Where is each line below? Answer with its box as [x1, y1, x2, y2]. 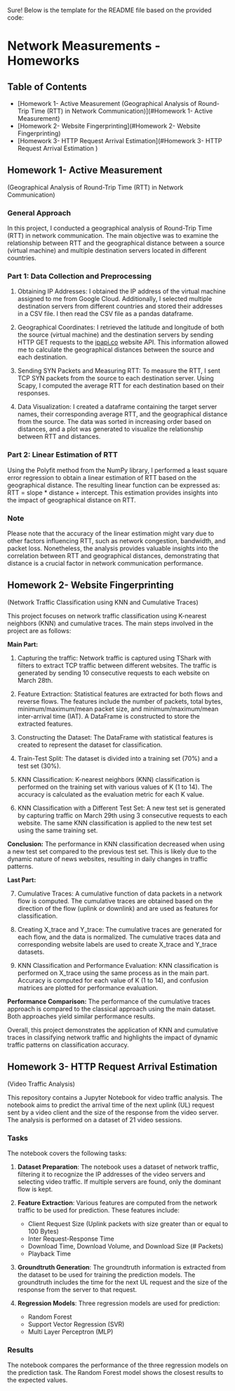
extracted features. [17, 719, 73, 728]
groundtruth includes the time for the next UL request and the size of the [17, 1277, 228, 1286]
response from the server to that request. [17, 1285, 137, 1293]
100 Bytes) [27, 1227, 60, 1235]
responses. [17, 389, 51, 397]
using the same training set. [17, 826, 98, 834]
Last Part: [7, 875, 36, 884]
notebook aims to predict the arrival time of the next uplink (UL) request [7, 1100, 215, 1109]
